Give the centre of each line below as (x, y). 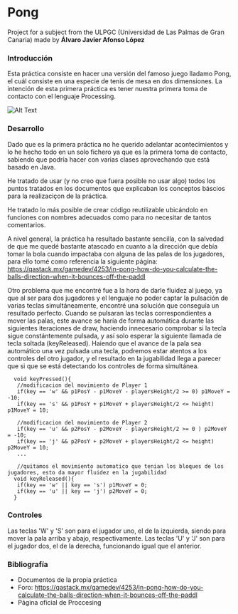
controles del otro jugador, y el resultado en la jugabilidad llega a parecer (114, 358)
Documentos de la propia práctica (67, 580)
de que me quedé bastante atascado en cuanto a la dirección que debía (113, 246)
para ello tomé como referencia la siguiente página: (82, 261)
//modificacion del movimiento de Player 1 (82, 385)
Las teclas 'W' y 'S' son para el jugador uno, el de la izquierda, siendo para (117, 531)
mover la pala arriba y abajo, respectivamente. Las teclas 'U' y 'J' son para (116, 538)
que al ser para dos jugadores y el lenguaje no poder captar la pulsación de (118, 298)
